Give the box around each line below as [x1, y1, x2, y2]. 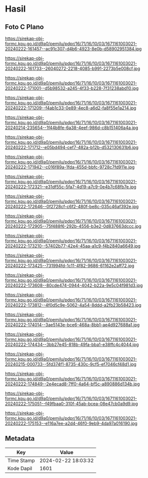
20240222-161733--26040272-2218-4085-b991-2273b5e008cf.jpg [5, 66, 140, 71]
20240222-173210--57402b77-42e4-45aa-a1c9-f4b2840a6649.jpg [5, 243, 141, 248]
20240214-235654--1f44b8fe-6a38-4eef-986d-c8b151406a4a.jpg [5, 125, 139, 131]
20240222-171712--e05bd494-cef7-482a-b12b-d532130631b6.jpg [5, 145, 139, 150]
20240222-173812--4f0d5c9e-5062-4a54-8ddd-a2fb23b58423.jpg [5, 302, 142, 308]
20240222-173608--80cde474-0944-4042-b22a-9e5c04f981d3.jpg [5, 282, 143, 288]
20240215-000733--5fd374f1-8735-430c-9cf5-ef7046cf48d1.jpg [5, 362, 137, 367]
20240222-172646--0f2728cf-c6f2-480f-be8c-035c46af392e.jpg [5, 204, 139, 209]
